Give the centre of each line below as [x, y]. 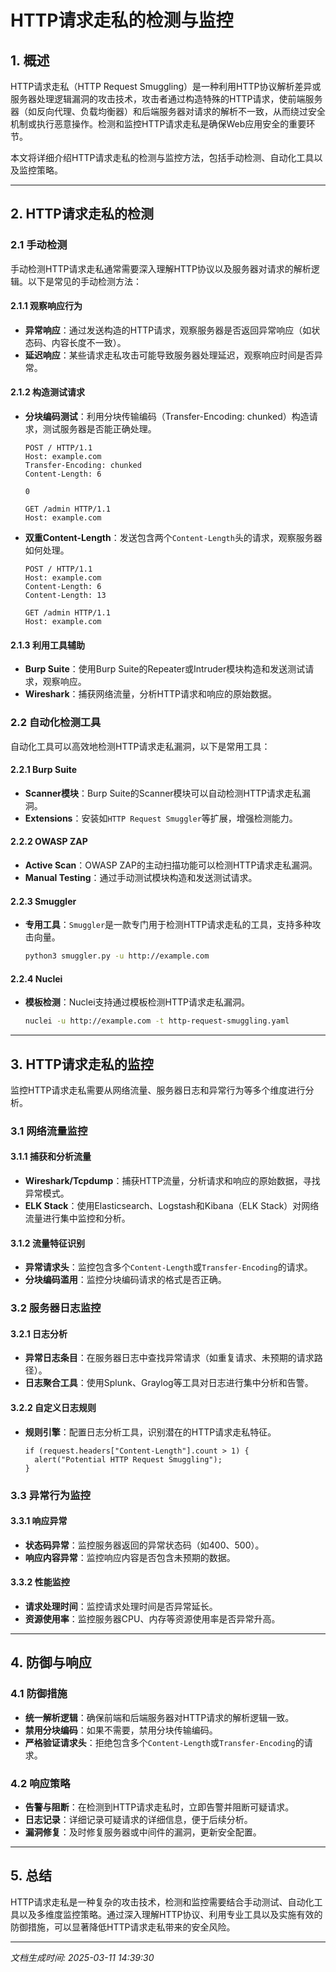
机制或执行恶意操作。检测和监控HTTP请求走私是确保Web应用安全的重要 [158, 124]
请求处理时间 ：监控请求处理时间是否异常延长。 [121, 1606]
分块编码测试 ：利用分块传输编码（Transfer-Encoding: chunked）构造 [167, 417]
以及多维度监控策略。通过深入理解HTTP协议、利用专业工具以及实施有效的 [170, 1914]
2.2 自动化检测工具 [56, 723]
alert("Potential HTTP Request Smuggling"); [128, 1459]
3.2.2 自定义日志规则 [53, 1408]
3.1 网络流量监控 [49, 1131]
